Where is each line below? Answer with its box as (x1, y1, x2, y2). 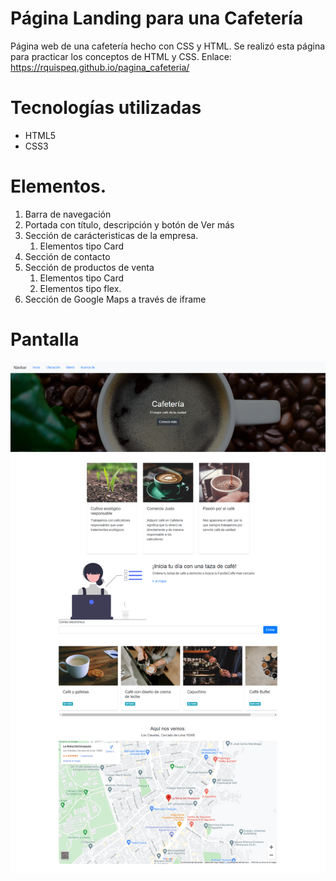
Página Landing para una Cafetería (10, 7, 304, 30)
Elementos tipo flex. (39, 282, 122, 294)
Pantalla (10, 328, 80, 351)
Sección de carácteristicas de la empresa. (24, 229, 199, 241)
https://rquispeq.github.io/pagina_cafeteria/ (10, 61, 190, 73)
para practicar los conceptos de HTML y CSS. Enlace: (10, 50, 232, 62)
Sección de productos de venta (24, 261, 155, 273)
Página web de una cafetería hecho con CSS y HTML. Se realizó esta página (10, 40, 326, 52)
